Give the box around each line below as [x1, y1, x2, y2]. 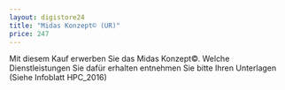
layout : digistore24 [9, 12, 86, 22]
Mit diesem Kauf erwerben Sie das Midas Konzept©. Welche [9, 54, 230, 64]
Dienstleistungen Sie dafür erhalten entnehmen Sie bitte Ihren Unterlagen [9, 63, 277, 73]
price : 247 [9, 29, 50, 38]
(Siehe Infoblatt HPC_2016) [9, 72, 108, 83]
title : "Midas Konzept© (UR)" [9, 21, 121, 30]
